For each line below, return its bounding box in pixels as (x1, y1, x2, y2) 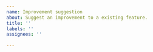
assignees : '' (6, 31, 42, 37)
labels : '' (6, 25, 34, 32)
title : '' (6, 20, 32, 26)
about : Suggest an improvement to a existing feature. (6, 15, 148, 21)
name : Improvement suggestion (6, 8, 83, 15)
